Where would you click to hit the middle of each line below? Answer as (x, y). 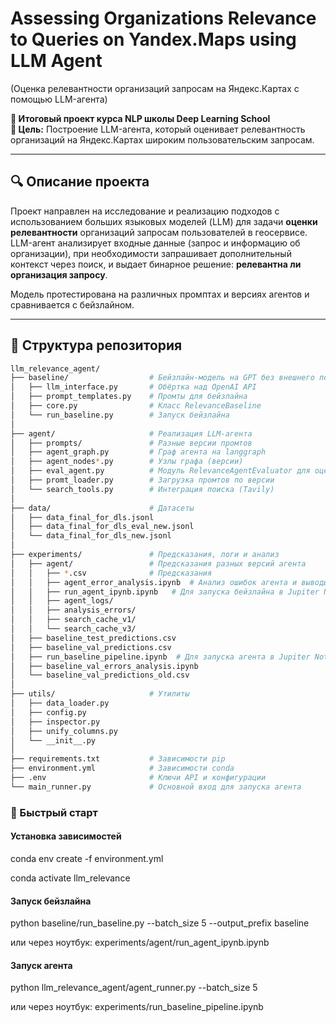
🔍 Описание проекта (80, 182)
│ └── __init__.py (53, 740)
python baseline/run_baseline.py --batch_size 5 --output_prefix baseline (160, 923)
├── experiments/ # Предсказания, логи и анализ (145, 555)
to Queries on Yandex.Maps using (153, 39)
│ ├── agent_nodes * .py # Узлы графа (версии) (127, 462)
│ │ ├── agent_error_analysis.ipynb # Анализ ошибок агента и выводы (169, 582)
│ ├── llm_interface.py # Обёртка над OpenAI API (133, 387)
